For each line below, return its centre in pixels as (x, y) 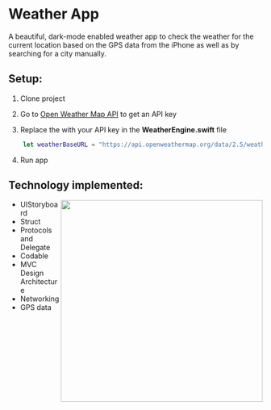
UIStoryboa (39, 205)
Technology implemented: (76, 185)
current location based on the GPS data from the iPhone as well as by (124, 44)
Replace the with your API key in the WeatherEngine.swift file (123, 129)
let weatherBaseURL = (59, 144)
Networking (40, 299)
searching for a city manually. (57, 53)
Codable (34, 256)
